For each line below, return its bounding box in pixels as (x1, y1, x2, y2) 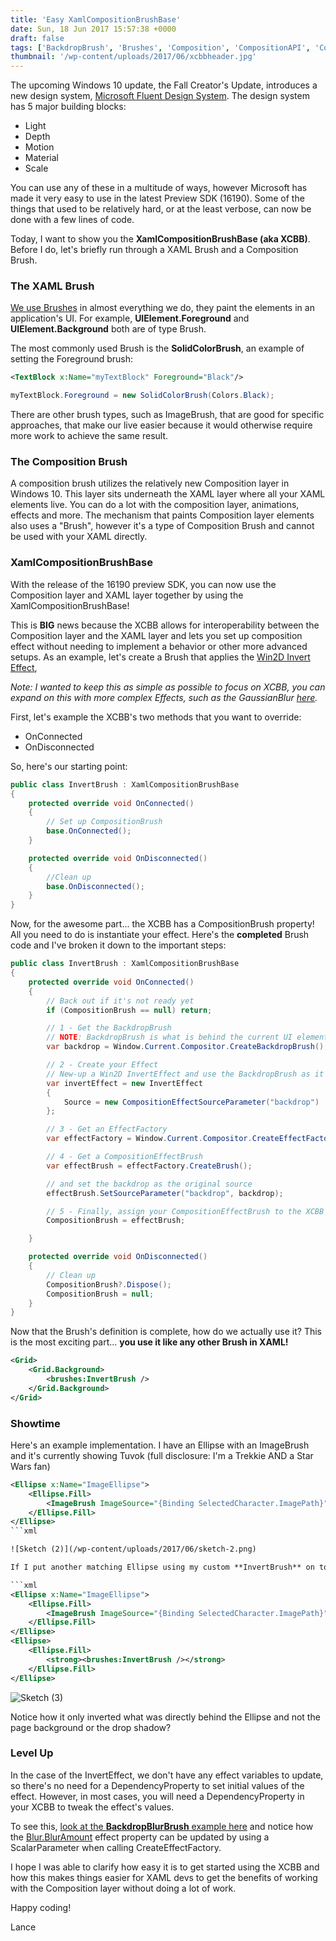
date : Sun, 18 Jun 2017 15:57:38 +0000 (10, 24, 177, 34)
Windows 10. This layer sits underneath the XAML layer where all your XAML (10, 488, 326, 500)
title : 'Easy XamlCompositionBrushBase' (10, 14, 182, 25)
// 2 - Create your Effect (46, 1060, 159, 1070)
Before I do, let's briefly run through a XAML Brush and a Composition (10, 244, 299, 256)
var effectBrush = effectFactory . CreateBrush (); (46, 1161, 253, 1171)
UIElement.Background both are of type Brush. (10, 323, 207, 335)
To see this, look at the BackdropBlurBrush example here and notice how (10, 1820, 314, 1832)
